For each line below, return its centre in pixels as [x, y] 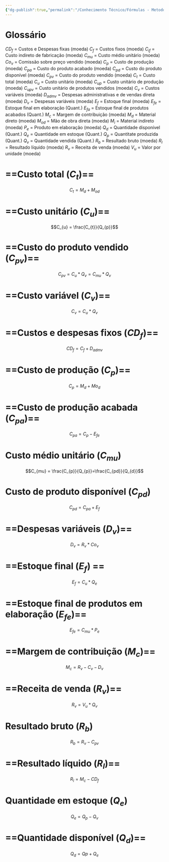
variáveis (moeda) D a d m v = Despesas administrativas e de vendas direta [80, 95]
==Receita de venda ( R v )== [64, 689]
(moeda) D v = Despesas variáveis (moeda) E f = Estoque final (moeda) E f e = [83, 102]
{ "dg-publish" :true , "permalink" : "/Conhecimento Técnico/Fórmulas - [77, 10]
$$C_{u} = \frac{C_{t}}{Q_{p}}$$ [84, 227]
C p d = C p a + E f [84, 508]
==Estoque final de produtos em [74, 604]
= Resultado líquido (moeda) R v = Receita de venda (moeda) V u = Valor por [83, 148]
